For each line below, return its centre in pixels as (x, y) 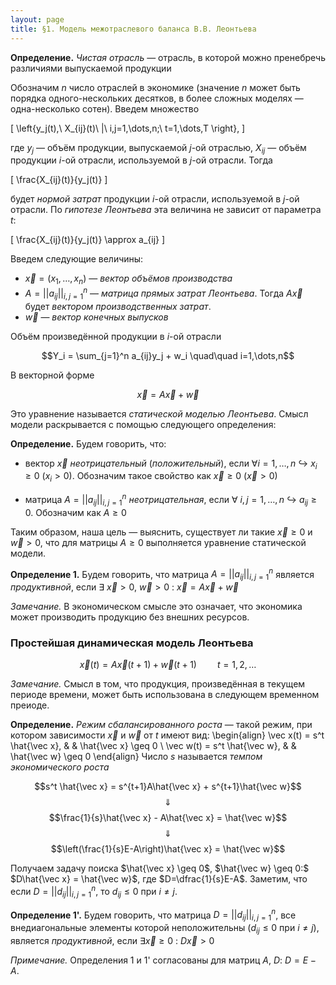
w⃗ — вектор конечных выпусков (96, 317)
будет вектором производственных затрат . (118, 306)
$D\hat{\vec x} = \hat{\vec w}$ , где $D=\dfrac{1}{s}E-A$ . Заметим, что (159, 879)
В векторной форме (52, 375)
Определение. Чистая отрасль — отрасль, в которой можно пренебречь (168, 57)
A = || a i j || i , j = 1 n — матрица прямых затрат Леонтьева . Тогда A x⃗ (163, 293)
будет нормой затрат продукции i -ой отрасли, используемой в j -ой (155, 199)
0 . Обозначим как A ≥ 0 (75, 512)
